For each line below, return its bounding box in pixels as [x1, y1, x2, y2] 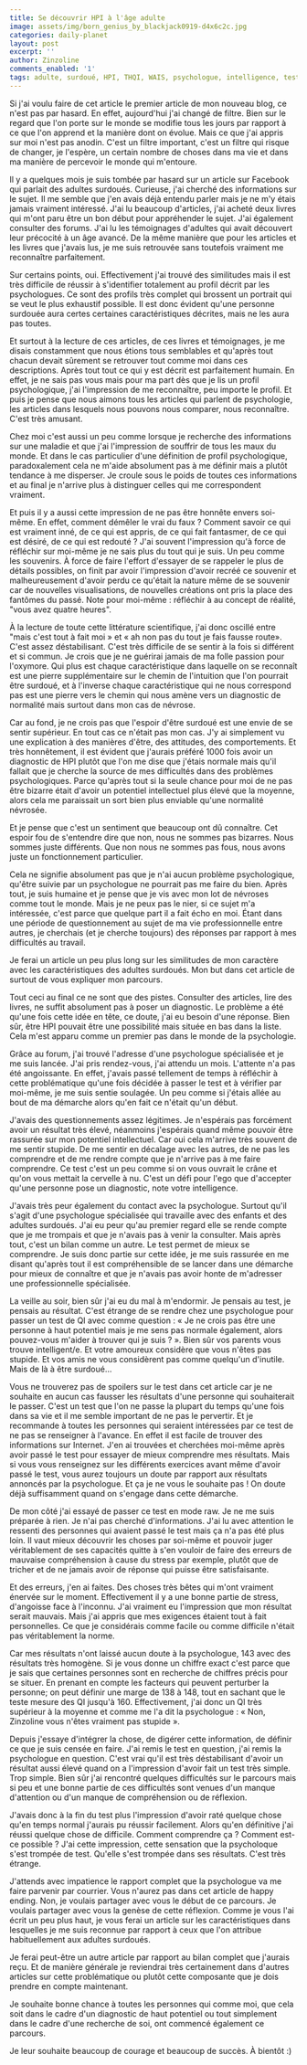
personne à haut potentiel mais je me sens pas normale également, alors [9, 1324, 283, 1335]
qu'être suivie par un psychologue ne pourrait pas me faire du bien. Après [9, 878, 288, 889]
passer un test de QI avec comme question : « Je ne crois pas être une [9, 1315, 276, 1326]
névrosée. [9, 804, 48, 815]
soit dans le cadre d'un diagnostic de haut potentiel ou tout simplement [9, 2007, 278, 2019]
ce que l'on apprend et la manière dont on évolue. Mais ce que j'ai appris [9, 127, 284, 138]
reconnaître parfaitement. [9, 251, 106, 262]
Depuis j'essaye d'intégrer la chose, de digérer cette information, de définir [9, 1733, 292, 1744]
